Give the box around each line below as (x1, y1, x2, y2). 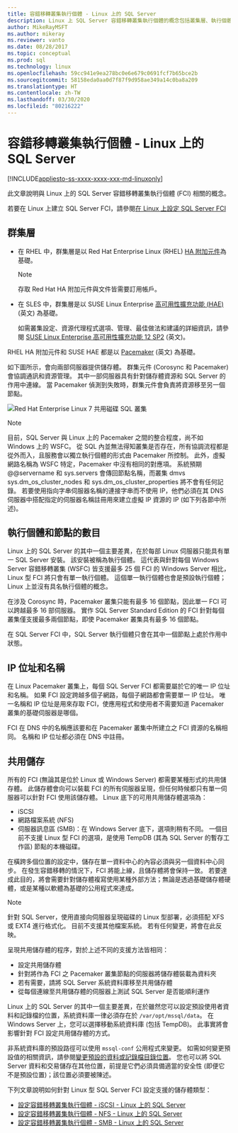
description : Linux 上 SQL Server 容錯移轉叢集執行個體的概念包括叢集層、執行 (7, 17, 222, 24)
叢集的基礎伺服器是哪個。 (7, 708, 82, 717)
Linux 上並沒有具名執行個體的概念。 (7, 582, 112, 591)
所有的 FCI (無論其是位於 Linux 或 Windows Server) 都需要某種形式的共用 (7, 776, 221, 784)
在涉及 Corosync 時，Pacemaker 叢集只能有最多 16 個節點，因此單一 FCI (7, 597, 220, 606)
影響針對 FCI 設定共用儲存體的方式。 (7, 1029, 115, 1037)
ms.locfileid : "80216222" (7, 103, 84, 110)
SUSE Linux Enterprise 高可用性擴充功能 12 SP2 (25, 333, 165, 341)
